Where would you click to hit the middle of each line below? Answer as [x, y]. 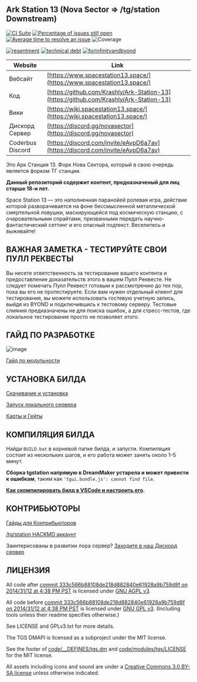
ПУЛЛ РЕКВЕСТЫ [40, 259]
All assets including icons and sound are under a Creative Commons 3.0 [93, 666]
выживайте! [21, 231]
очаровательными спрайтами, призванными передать [74, 218]
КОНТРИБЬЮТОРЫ [43, 509]
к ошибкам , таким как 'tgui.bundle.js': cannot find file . [80, 479]
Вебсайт [21, 79]
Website [25, 65]
